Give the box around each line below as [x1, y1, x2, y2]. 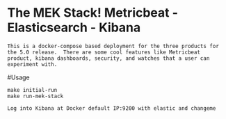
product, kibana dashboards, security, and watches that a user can [7, 54, 210, 62]
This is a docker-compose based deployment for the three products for [7, 42, 219, 49]
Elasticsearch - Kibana [7, 19, 141, 35]
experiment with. [7, 61, 58, 68]
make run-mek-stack [7, 93, 64, 100]
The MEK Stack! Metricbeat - [7, 5, 179, 21]
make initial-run [7, 86, 58, 93]
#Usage [7, 73, 30, 81]
